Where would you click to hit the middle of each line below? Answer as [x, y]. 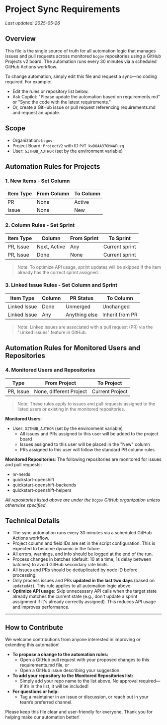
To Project [110, 383]
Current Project [110, 391]
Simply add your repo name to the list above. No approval [79, 681]
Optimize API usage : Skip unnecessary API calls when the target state [84, 591]
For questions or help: [36, 692]
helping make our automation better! [42, 717]
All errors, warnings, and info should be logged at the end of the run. [83, 554]
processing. [25, 575]
